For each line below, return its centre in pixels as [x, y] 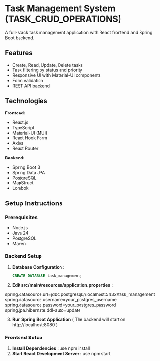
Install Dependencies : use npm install [51, 348]
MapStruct [23, 183]
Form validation [28, 80]
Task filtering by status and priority [47, 70]
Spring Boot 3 [26, 167]
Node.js [20, 228]
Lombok [20, 188]
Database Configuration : [38, 267]
